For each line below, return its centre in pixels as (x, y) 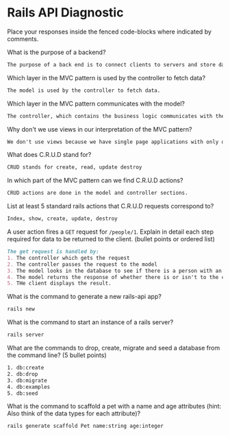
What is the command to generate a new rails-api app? (85, 297)
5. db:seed (23, 393)
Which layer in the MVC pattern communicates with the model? (96, 104)
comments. (23, 38)
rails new (21, 309)
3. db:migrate (27, 380)
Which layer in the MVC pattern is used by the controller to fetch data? (106, 77)
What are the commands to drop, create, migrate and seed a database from (114, 348)
